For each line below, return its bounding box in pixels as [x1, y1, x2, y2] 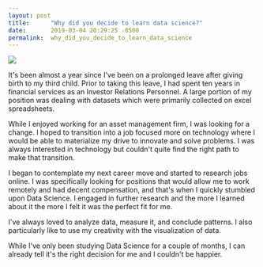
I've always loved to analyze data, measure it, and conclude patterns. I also [8, 217, 253, 227]
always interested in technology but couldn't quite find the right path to [8, 144, 239, 154]
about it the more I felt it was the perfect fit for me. [8, 202, 173, 212]
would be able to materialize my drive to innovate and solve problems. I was [8, 136, 255, 146]
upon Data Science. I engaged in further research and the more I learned [8, 193, 245, 203]
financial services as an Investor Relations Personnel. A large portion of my [8, 87, 252, 97]
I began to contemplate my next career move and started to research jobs [8, 168, 248, 178]
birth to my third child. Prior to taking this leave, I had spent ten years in [8, 78, 241, 88]
